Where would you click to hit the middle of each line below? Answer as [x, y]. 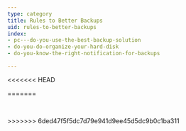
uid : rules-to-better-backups [52, 27]
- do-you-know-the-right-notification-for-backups [84, 54]
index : [17, 34]
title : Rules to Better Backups [55, 21]
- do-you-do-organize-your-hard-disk [63, 47]
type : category [30, 14]
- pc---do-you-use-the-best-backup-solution [74, 40]
